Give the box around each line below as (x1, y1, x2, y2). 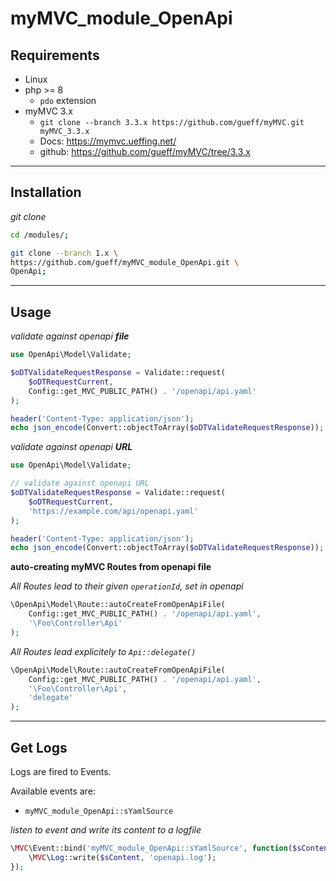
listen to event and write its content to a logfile (10, 823, 202, 836)
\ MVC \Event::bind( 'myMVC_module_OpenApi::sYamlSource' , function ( (10, 843, 293, 853)
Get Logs (10, 739, 68, 756)
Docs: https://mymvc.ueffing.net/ (39, 135, 177, 147)
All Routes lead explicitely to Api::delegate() (10, 645, 197, 657)
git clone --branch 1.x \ (10, 248, 118, 258)
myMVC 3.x (24, 105, 73, 117)
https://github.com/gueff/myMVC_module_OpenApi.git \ (10, 257, 240, 267)
